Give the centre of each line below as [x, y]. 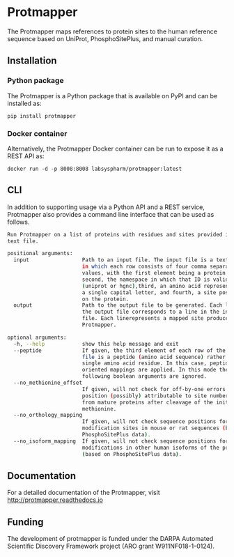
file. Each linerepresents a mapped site [143, 319]
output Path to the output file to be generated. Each [118, 305]
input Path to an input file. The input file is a [114, 260]
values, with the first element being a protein [154, 273]
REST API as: [26, 156]
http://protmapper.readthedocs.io [55, 500]
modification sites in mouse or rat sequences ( [154, 428]
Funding [25, 522]
